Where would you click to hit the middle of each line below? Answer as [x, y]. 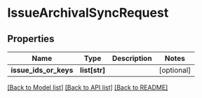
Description [132, 58]
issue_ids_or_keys [42, 70]
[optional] [175, 70]
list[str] [93, 70]
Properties [31, 39]
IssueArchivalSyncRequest [88, 13]
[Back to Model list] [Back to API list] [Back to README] [88, 87]
